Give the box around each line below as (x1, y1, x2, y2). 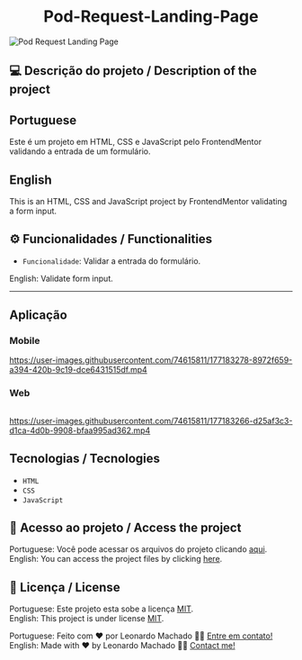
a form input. (9, 205, 57, 216)
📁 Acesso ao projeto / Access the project (9, 520, 242, 535)
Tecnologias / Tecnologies (9, 451, 160, 466)
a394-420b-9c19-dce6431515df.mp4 (9, 365, 148, 375)
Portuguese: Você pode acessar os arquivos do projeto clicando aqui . (9, 544, 268, 555)
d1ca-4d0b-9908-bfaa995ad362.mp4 (9, 425, 151, 436)
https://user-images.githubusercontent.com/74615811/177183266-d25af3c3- (9, 415, 293, 426)
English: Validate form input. (9, 273, 114, 284)
